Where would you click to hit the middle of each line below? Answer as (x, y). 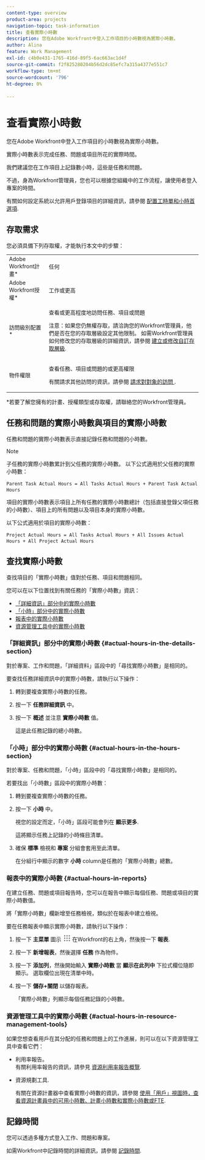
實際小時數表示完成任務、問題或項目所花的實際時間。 (73, 154)
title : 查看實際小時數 (32, 32)
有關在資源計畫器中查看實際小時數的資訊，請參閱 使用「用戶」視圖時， (104, 1093)
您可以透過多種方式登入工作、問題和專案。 (60, 1137)
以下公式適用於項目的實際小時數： (49, 522)
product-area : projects (37, 19)
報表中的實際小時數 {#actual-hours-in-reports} (77, 879)
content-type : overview (37, 13)
